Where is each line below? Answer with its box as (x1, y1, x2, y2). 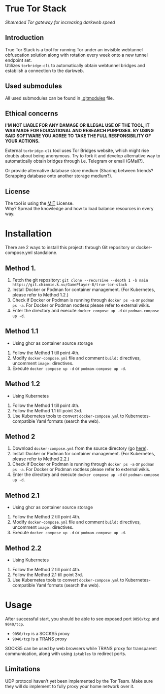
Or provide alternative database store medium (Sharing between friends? (5, 168, 154, 174)
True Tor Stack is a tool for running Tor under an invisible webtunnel (5, 46, 143, 52)
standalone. (33, 250, 58, 256)
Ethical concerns (5, 109, 58, 117)
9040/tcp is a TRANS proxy (12, 636, 67, 642)
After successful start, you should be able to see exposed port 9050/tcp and (5, 616, 160, 621)
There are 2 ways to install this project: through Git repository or (5, 245, 135, 251)
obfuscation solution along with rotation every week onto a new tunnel (5, 52, 148, 58)
